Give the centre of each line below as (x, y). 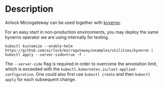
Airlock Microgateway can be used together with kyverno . (63, 22)
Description (29, 9)
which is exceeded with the (32, 69)
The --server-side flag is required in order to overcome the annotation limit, (81, 64)
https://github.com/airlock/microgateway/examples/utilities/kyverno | (79, 50)
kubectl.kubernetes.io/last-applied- (99, 69)
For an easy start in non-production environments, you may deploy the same (82, 32)
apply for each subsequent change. (41, 79)
